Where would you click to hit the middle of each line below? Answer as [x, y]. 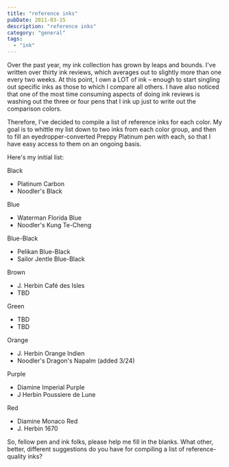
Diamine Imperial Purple [51, 387]
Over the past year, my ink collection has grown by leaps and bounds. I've [111, 65]
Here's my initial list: [35, 157]
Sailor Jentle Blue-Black [51, 259]
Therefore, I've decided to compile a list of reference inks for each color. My [115, 122]
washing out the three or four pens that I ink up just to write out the [102, 101]
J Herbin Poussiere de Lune [56, 395]
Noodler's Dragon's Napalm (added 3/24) [76, 361]
